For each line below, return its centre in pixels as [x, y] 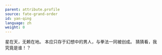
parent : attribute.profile [32, 9]
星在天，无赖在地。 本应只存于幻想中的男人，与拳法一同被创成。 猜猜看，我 [81, 42]
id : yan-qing [18, 18]
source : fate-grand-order [31, 14]
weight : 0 [15, 27]
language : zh [18, 23]
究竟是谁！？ [18, 48]
